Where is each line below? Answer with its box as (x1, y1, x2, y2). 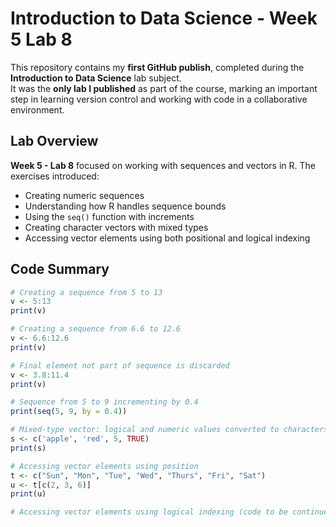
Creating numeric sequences (24, 189, 145, 201)
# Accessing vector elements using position (10, 461, 199, 471)
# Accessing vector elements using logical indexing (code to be (10, 507, 288, 517)
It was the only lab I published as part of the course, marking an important (10, 82, 318, 94)
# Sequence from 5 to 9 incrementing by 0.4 (10, 397, 199, 407)
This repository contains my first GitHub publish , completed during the (10, 61, 305, 73)
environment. (10, 103, 65, 116)
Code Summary (10, 261, 110, 278)
